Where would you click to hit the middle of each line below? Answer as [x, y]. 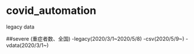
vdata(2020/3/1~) [27, 45]
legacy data [20, 27]
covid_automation [51, 11]
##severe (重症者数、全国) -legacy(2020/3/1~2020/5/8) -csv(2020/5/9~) [95, 38]
